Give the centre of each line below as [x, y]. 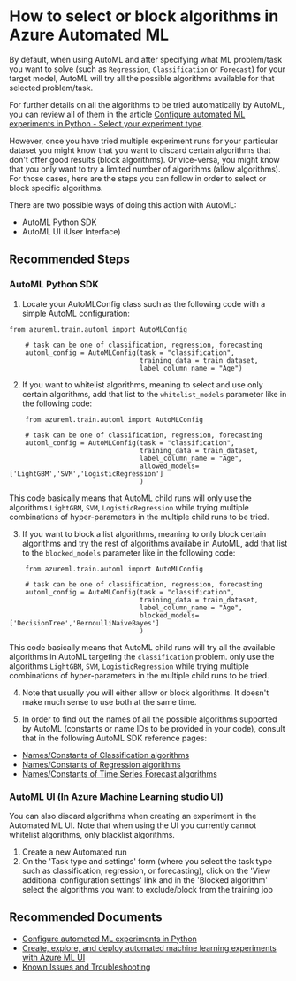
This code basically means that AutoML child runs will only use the [130, 498]
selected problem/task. [51, 88]
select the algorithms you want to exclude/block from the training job [148, 889]
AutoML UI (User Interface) [71, 231]
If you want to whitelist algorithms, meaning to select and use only [142, 384]
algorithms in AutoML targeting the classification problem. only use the [142, 656]
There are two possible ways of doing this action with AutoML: [123, 204]
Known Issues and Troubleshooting [86, 967]
